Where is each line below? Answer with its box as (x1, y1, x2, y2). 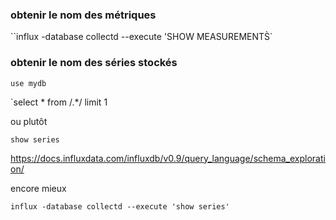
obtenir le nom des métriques (10, 8, 157, 22)
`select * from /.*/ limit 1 (10, 96, 108, 108)
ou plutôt (10, 115, 48, 127)
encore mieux (10, 182, 67, 194)
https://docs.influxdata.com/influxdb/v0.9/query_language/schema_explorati (10, 152, 326, 164)
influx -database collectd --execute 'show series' (10, 201, 230, 212)
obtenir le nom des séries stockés (10, 56, 178, 70)
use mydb (10, 78, 47, 88)
